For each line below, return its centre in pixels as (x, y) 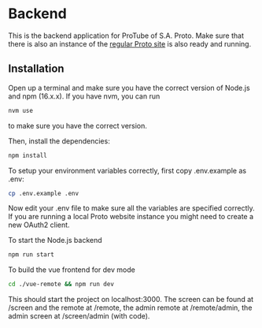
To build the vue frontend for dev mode (72, 270)
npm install (28, 155)
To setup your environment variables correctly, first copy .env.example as (127, 170)
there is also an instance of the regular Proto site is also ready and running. (130, 43)
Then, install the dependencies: (59, 141)
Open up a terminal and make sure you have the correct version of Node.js (129, 88)
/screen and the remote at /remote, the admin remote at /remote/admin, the (130, 307)
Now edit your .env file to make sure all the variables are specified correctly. (131, 208)
